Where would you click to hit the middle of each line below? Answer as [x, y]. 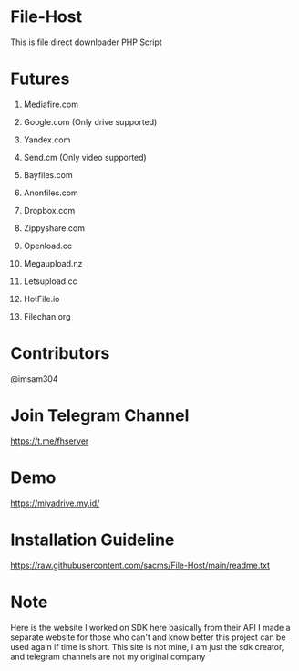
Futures [40, 79]
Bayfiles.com [48, 174]
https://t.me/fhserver [50, 441]
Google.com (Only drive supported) [90, 121]
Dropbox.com [49, 210]
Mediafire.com [51, 104]
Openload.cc [47, 246]
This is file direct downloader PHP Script [86, 42]
